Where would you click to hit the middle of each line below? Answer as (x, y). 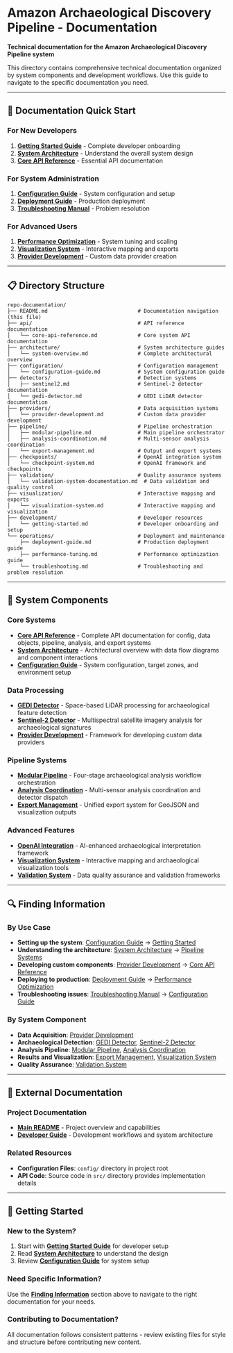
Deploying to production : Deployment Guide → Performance (104, 979)
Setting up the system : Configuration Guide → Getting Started (106, 942)
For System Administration (53, 179)
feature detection (42, 713)
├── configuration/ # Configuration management (113, 366)
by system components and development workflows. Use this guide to (108, 75)
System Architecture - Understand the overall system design (105, 153)
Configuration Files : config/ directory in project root (93, 1168)
